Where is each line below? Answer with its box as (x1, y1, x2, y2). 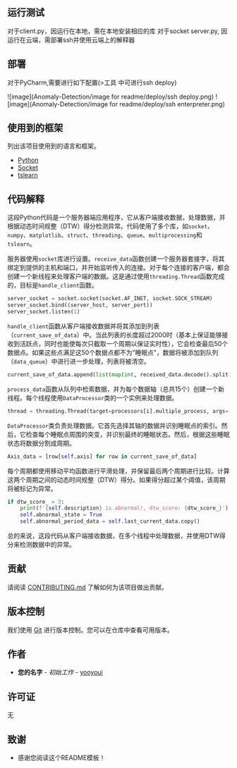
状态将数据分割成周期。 (7, 439, 75, 447)
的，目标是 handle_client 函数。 (7, 281, 99, 290)
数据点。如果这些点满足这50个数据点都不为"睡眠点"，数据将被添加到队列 (7, 348, 219, 357)
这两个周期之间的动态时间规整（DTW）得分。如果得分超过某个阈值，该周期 (7, 475, 226, 484)
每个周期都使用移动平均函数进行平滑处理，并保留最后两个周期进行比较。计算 (7, 466, 230, 475)
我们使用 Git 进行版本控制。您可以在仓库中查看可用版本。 (7, 626, 174, 634)
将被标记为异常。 (7, 484, 57, 493)
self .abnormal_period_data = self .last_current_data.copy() (20, 518, 200, 525)
